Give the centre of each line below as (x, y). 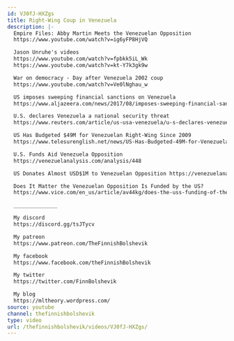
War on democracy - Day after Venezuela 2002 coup (88, 78)
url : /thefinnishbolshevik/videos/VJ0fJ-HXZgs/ (78, 327)
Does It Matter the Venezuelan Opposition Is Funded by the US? (109, 186)
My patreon (29, 237)
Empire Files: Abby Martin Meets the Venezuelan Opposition (102, 33)
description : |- (31, 27)
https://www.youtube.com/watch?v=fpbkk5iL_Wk (81, 59)
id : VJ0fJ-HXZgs (31, 14)
